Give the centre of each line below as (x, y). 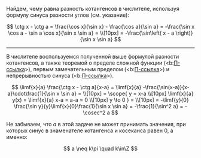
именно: (17, 137)
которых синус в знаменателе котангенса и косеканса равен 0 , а (90, 130)
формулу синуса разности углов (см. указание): (68, 15)
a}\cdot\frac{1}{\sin (31, 93)
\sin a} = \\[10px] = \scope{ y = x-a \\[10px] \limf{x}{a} (127, 93)
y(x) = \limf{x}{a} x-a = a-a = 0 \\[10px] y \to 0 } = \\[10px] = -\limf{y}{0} (100, 100)
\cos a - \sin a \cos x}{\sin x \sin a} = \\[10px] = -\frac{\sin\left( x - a (91, 33)
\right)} (184, 33)
